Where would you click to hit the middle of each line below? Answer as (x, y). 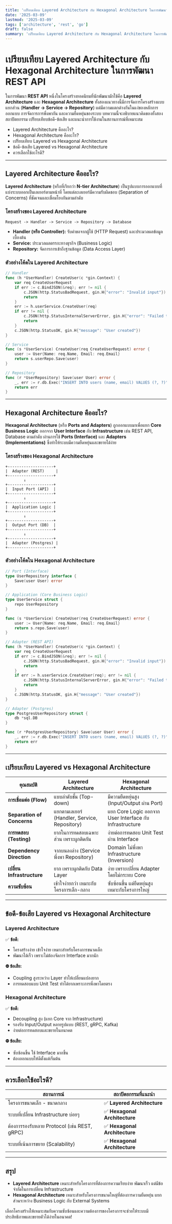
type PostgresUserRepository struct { (47, 713)
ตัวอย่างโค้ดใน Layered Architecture (47, 262)
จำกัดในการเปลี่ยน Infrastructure (43, 1189)
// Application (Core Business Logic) (47, 595)
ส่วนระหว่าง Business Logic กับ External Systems (61, 1201)
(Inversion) (121, 860)
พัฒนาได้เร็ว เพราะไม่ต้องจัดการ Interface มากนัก (56, 955)
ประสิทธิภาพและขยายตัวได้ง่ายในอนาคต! (39, 1217)
